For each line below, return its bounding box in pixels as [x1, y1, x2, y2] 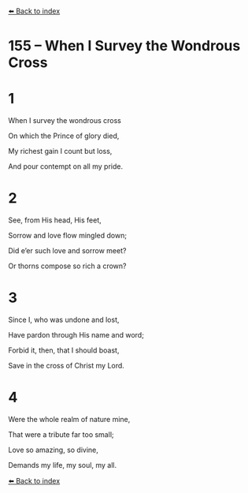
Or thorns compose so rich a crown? [8, 261, 127, 271]
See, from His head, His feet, [8, 215, 102, 225]
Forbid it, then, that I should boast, [8, 345, 120, 355]
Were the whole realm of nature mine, [8, 414, 131, 424]
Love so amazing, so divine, [8, 445, 98, 454]
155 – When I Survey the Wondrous [8, 37, 241, 55]
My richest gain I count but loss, [8, 147, 113, 156]
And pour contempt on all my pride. [8, 162, 124, 171]
